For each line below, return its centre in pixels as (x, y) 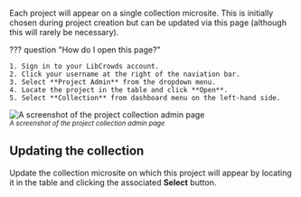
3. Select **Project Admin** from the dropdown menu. (113, 82)
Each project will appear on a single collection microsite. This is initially (141, 13)
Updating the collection (77, 151)
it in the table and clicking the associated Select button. (113, 182)
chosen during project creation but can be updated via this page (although (148, 23)
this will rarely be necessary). (64, 32)
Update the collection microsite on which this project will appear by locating (150, 173)
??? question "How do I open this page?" (85, 50)
